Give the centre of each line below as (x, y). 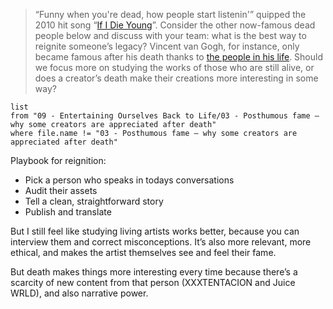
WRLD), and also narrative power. (79, 293)
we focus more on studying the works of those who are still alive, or (174, 67)
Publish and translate (68, 212)
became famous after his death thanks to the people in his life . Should (179, 57)
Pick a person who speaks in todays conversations (129, 180)
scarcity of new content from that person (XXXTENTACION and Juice (153, 282)
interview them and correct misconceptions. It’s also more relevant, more (161, 242)
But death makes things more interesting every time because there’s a (154, 272)
